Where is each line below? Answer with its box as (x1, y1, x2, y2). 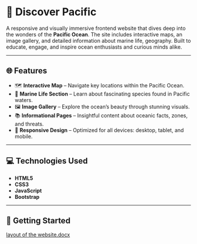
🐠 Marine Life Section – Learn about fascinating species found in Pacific (14, 90, 190, 97)
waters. (14, 96, 33, 103)
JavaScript (14, 187, 42, 194)
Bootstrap (14, 193, 40, 200)
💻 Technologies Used (6, 156, 88, 166)
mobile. (14, 133, 33, 140)
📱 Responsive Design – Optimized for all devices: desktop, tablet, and (14, 126, 184, 134)
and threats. (14, 120, 44, 127)
